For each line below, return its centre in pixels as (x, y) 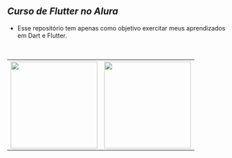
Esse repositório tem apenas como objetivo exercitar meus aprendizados (121, 28)
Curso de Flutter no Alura (63, 11)
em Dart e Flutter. (42, 35)
